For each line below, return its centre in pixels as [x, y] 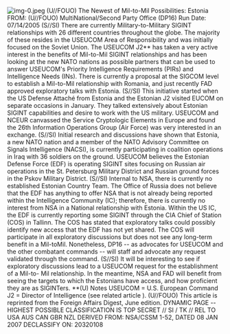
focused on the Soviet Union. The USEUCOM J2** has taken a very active [113, 47]
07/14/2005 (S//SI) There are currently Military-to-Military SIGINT [100, 25]
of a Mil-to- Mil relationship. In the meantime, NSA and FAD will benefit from [114, 274]
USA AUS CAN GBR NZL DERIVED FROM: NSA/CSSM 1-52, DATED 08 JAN [113, 317]
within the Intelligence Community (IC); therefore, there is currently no [106, 200]
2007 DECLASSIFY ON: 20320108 [55, 324]
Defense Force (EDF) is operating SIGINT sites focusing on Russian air [106, 164]
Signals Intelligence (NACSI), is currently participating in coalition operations [115, 149]
